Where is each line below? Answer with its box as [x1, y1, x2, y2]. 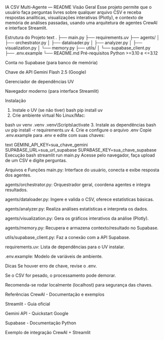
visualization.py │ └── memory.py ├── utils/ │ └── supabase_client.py [5, 45, 151, 51]
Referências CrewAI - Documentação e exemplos [5, 291, 105, 297]
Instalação [5, 98, 26, 104]
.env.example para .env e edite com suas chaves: [5, 132, 105, 138]
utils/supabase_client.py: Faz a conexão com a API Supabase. [5, 235, 131, 240]
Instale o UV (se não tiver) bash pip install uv [12, 107, 103, 113]
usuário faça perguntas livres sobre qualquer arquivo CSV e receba [5, 9, 141, 15]
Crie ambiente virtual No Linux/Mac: [12, 112, 85, 118]
